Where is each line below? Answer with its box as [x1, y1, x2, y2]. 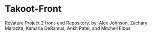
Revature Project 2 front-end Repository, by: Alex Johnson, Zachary [5, 20, 148, 26]
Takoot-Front [5, 3, 62, 15]
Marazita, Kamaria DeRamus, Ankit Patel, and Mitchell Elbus [5, 25, 131, 31]
